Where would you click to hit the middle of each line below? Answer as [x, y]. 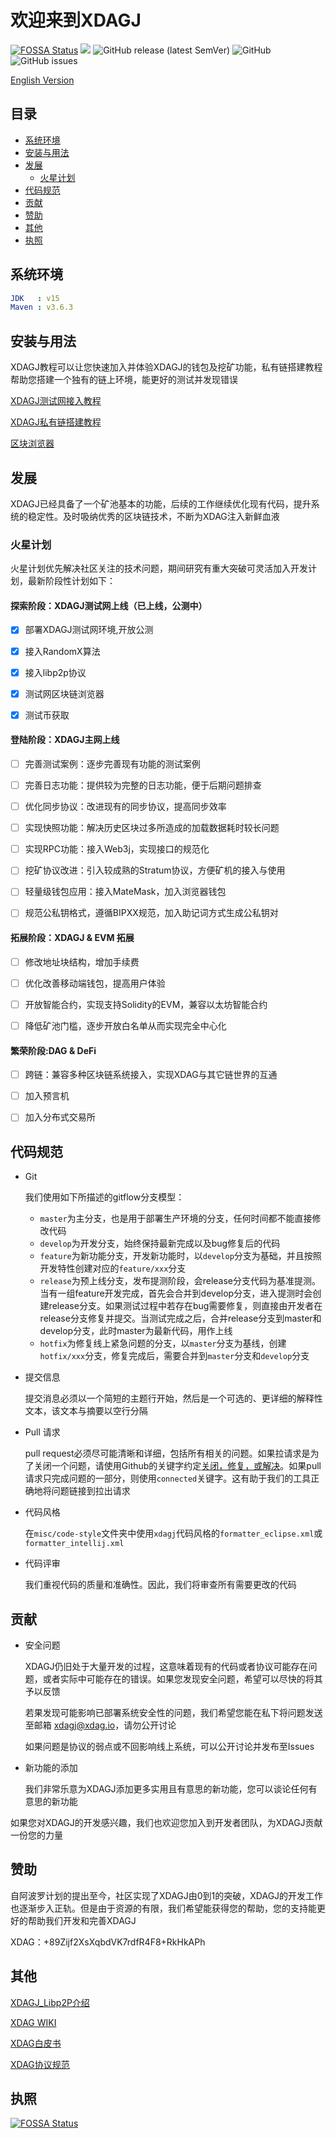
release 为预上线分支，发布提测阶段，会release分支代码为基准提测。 [180, 1281]
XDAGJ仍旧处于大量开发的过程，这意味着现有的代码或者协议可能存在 [166, 1666]
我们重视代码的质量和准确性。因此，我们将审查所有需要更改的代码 [160, 1585]
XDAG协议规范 [40, 2064]
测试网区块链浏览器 [64, 693]
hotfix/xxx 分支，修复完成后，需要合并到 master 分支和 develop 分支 [174, 1356]
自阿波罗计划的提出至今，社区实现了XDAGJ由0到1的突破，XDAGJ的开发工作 [167, 1895]
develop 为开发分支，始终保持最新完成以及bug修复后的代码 [160, 1243]
